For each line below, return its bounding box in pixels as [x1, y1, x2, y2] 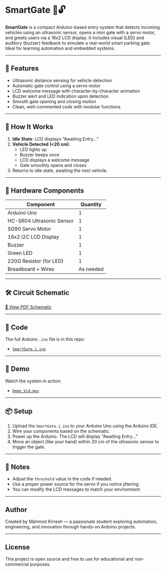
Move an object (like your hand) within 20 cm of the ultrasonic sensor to [12, 438, 160, 444]
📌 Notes [5, 463, 30, 471]
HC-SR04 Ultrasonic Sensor [7, 217, 74, 224]
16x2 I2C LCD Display [7, 234, 59, 241]
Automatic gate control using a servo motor [12, 83, 101, 89]
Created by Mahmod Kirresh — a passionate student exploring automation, [5, 519, 158, 524]
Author [5, 505, 27, 514]
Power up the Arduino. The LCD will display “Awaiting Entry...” [12, 433, 138, 439]
